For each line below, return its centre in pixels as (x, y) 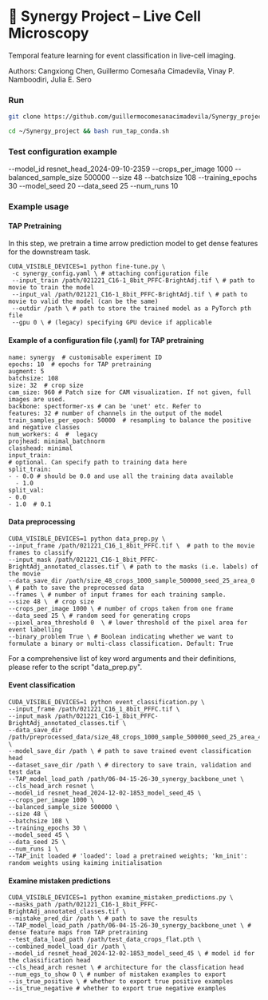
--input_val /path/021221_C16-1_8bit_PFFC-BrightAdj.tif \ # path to (130, 295)
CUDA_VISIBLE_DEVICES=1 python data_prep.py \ (87, 539)
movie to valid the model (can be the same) (83, 302)
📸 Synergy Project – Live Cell (105, 16)
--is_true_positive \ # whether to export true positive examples (121, 982)
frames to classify (41, 552)
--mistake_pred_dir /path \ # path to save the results (103, 918)
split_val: (26, 490)
